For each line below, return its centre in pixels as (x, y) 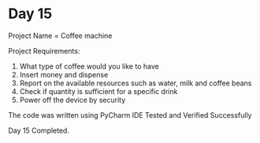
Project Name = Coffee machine (60, 36)
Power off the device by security (72, 100)
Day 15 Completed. (39, 130)
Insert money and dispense (64, 74)
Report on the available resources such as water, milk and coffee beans (136, 83)
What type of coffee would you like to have (89, 66)
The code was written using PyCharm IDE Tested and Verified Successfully (130, 115)
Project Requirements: (44, 51)
